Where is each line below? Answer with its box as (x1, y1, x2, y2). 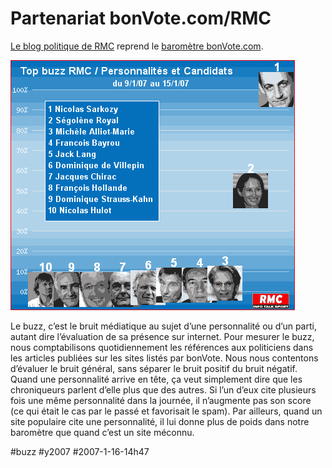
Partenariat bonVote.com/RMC (10, 7, 272, 30)
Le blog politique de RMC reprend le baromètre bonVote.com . (10, 40, 264, 52)
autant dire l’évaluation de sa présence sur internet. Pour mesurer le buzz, (10, 330, 315, 342)
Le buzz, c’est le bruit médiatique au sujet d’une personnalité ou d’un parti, (10, 320, 317, 332)
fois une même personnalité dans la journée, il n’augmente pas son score (10, 394, 312, 406)
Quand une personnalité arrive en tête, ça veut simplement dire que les (10, 373, 303, 385)
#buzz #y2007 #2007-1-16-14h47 (10, 445, 150, 457)
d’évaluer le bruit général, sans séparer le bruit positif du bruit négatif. (10, 362, 298, 374)
